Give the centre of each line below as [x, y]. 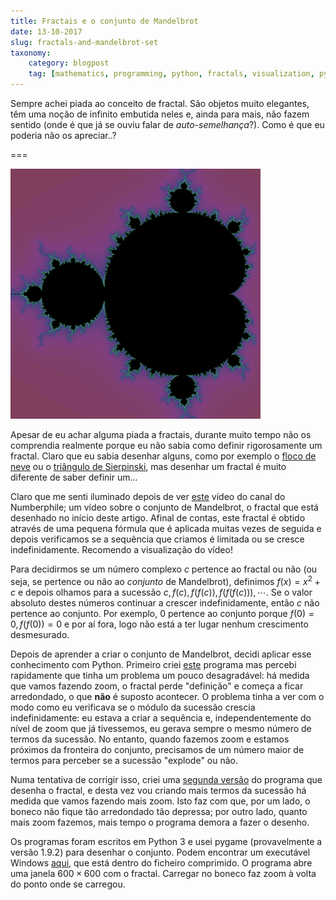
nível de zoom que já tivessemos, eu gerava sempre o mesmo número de [161, 728]
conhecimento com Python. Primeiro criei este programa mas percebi [153, 664]
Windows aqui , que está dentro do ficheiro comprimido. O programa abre [161, 862]
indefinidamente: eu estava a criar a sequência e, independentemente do [161, 717]
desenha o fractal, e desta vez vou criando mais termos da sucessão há [158, 790]
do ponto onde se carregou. [68, 884]
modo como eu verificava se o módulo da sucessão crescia [133, 707]
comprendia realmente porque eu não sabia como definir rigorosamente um [166, 445]
